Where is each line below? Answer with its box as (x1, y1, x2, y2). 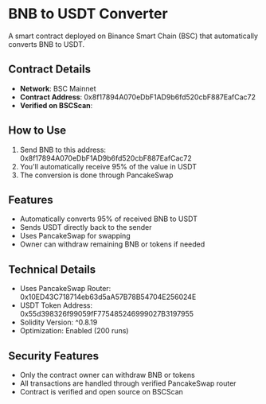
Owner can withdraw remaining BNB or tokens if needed (19, 239, 205, 249)
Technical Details (8, 262, 96, 276)
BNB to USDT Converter (8, 5, 169, 23)
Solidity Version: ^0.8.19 (19, 317, 98, 327)
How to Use (8, 124, 67, 138)
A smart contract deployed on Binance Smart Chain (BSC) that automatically (8, 31, 259, 41)
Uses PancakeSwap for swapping (19, 231, 131, 241)
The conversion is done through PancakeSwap (19, 170, 174, 180)
